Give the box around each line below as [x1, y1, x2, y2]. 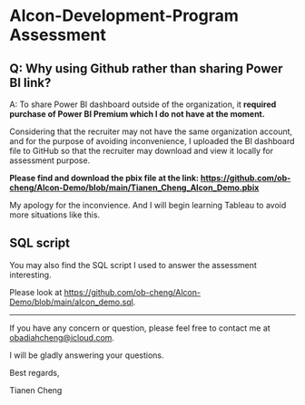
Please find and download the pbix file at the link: [9, 173, 200, 183]
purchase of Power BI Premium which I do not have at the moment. [9, 109, 265, 119]
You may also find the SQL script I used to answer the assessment [9, 259, 257, 270]
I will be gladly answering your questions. [9, 350, 165, 361]
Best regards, [9, 367, 60, 378]
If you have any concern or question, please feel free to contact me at [9, 323, 271, 333]
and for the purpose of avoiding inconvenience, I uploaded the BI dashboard [9, 136, 295, 146]
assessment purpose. [9, 155, 91, 166]
